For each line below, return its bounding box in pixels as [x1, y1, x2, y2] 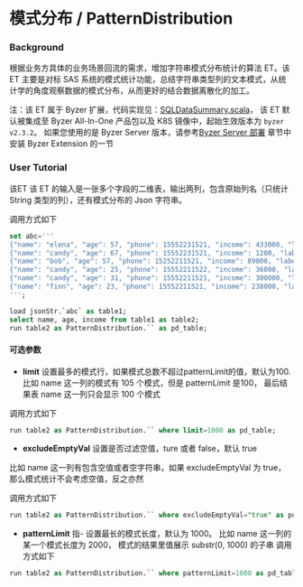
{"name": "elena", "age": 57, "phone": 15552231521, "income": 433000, [9, 240, 284, 249]
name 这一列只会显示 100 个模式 [40, 388, 161, 399]
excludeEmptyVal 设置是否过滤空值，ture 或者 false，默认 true [22, 443, 257, 454]
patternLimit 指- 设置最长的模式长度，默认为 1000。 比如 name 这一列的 [22, 528, 291, 539]
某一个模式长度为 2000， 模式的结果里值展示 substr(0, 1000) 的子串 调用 [22, 539, 292, 551]
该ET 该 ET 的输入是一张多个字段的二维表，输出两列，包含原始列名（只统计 [9, 182, 289, 194]
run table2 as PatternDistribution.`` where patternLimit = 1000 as [9, 569, 264, 578]
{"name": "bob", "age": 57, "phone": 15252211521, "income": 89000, [9, 256, 272, 266]
